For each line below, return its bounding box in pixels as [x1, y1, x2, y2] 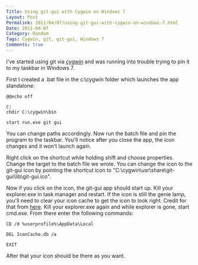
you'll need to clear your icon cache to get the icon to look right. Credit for [6, 197, 187, 204]
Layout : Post [6, 14, 38, 20]
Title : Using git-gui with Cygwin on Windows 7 [6, 8, 126, 15]
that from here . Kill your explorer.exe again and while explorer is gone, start [6, 203, 190, 210]
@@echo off [6, 93, 33, 100]
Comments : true [6, 42, 44, 48]
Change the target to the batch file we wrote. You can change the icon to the [6, 160, 193, 167]
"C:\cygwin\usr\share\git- [112, 167, 175, 174]
